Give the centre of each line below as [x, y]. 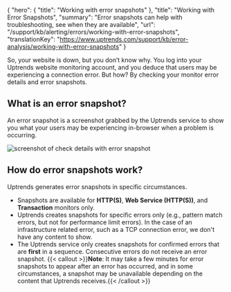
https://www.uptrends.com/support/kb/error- [124, 39]
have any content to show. [55, 237]
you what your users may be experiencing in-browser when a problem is [111, 128]
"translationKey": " [34, 39]
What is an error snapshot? [67, 104]
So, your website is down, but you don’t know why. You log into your [104, 60]
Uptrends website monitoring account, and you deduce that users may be [112, 67]
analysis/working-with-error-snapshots [63, 47]
